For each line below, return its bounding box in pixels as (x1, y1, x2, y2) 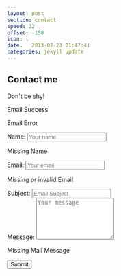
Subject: (7, 189, 31, 197)
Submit (10, 260, 29, 268)
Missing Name (7, 147, 48, 155)
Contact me (7, 73, 58, 86)
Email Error (7, 118, 38, 127)
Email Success (7, 105, 49, 113)
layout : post (7, 10, 44, 17)
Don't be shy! (7, 92, 45, 100)
